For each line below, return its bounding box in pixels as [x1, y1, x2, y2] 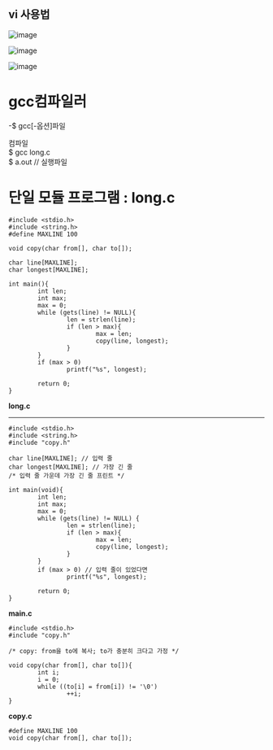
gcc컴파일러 [8, 93, 87, 111]
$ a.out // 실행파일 [8, 157, 67, 167]
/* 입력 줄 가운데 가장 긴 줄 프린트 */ [8, 471, 125, 480]
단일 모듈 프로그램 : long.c [8, 188, 175, 207]
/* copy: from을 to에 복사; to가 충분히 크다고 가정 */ [8, 647, 180, 655]
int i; [37, 668, 60, 677]
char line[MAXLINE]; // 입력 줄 [8, 454, 113, 462]
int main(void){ [8, 486, 63, 494]
